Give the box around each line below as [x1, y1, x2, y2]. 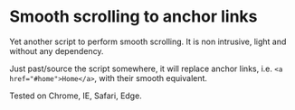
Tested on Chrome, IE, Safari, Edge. [9, 90, 142, 101]
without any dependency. [9, 45, 104, 56]
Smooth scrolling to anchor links [9, 6, 258, 27]
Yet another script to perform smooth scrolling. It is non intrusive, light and [9, 36, 287, 47]
